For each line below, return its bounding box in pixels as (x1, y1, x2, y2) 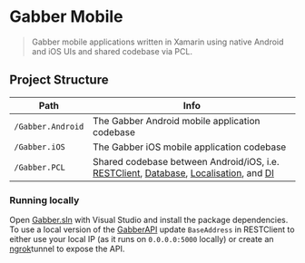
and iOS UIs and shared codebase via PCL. (31, 45, 193, 56)
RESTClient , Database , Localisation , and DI (92, 166, 275, 179)
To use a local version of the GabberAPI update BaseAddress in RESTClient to (9, 224, 295, 235)
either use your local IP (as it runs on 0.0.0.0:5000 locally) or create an (9, 234, 274, 245)
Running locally (9, 193, 80, 206)
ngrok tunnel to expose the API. (9, 243, 125, 255)
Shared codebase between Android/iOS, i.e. (92, 155, 280, 168)
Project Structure (9, 73, 109, 88)
